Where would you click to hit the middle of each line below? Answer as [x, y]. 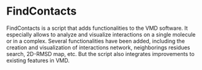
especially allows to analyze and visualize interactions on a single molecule [101, 34]
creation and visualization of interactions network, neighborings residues [99, 47]
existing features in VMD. [38, 60]
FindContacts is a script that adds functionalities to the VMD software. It [97, 28]
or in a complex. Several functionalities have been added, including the [96, 41]
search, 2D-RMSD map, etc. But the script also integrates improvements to [100, 54]
